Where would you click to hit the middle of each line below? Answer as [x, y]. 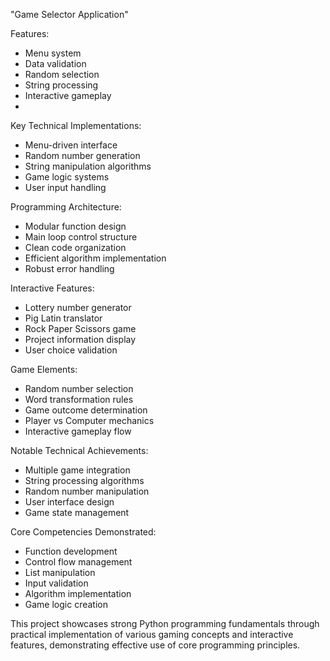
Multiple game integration [77, 470]
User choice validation [71, 350]
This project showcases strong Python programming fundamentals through [165, 623]
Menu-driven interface [71, 145]
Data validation [55, 63]
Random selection [62, 74]
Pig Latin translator [63, 318]
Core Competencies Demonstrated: [83, 532]
